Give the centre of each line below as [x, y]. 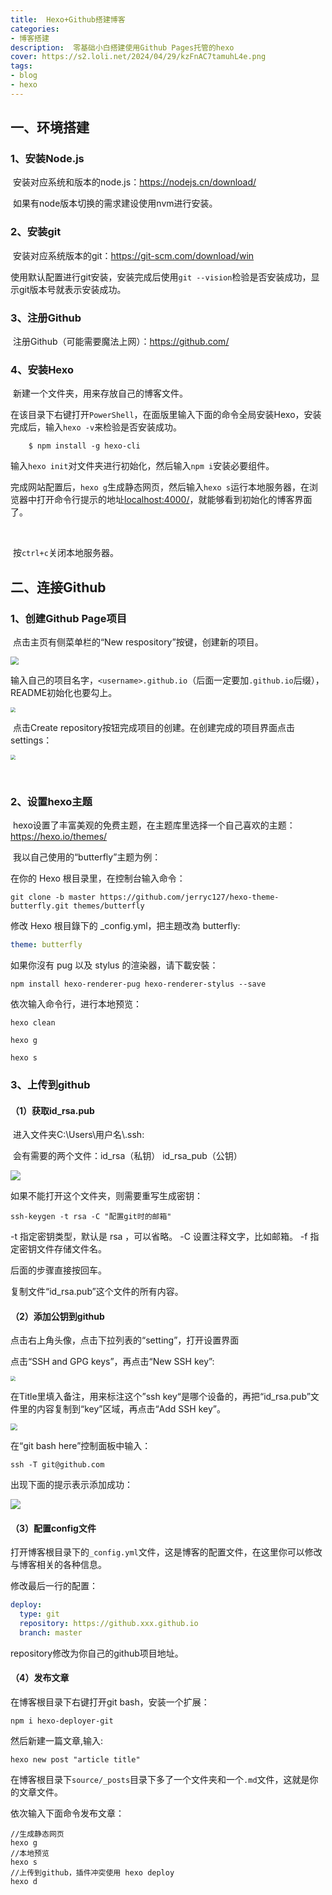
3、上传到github [50, 1084]
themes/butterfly [109, 906]
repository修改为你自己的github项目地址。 [97, 1653]
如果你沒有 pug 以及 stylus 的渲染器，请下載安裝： [114, 965]
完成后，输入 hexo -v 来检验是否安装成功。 [96, 427]
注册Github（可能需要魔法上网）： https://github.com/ [121, 342]
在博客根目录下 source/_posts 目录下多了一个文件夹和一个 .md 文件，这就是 [160, 1779]
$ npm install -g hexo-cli [84, 446]
